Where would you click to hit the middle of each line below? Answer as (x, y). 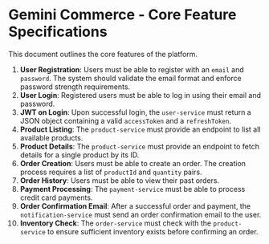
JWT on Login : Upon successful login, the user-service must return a (135, 112)
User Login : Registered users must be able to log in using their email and (141, 95)
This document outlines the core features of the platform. (103, 54)
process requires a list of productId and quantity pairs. (111, 172)
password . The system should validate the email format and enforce (131, 78)
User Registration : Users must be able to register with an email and (132, 69)
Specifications (58, 32)
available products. (51, 137)
